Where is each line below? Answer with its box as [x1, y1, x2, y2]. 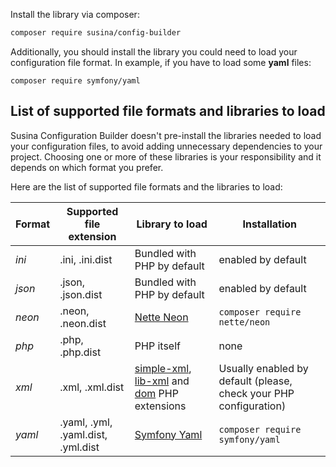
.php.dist [59, 345, 102, 359]
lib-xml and [134, 374, 190, 388]
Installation [242, 217, 298, 231]
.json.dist [59, 287, 103, 301]
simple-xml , [134, 361, 192, 375]
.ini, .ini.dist [59, 252, 113, 266]
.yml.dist [59, 440, 100, 454]
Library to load [136, 217, 208, 231]
